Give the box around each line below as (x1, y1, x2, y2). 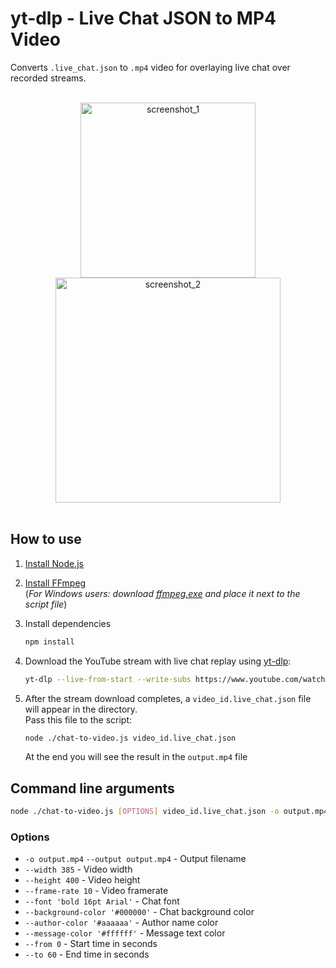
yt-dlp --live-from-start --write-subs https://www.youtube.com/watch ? (24, 674, 330, 684)
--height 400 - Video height (24, 874, 141, 886)
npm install (24, 637, 75, 647)
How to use (10, 531, 82, 548)
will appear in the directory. (24, 703, 138, 715)
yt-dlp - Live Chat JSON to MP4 (10, 7, 277, 30)
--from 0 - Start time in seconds (24, 938, 158, 950)
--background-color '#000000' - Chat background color (24, 906, 255, 918)
